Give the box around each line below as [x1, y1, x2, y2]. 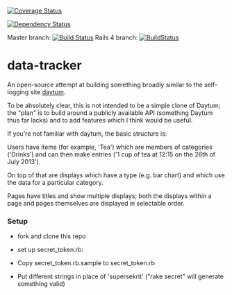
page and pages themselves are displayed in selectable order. [7, 199, 185, 207]
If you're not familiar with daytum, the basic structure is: [7, 129, 167, 138]
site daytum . [30, 87, 66, 96]
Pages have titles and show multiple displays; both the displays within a [7, 191, 212, 200]
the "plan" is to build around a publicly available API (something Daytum [7, 108, 213, 117]
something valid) [17, 280, 66, 288]
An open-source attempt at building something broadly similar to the [7, 80, 203, 89]
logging [7, 87, 29, 96]
